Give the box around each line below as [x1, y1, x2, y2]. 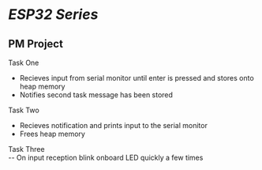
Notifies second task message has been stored [19, 90, 174, 100]
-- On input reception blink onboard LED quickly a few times [8, 153, 204, 162]
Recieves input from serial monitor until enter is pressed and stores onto [19, 74, 254, 82]
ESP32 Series [8, 6, 99, 24]
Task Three [8, 145, 45, 153]
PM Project [8, 37, 63, 51]
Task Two [8, 105, 39, 115]
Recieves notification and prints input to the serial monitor [19, 121, 208, 130]
